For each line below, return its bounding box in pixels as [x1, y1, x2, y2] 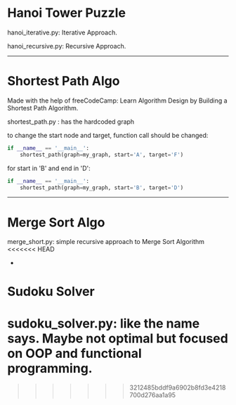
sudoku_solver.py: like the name [7, 315, 200, 331]
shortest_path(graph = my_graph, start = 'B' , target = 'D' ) [20, 184, 184, 191]
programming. [7, 360, 93, 376]
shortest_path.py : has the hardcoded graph [7, 117, 135, 126]
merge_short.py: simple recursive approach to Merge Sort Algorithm [7, 238, 205, 246]
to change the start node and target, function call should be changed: [7, 131, 209, 139]
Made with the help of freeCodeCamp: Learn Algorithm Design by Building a [7, 96, 228, 105]
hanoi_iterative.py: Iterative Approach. [7, 28, 117, 37]
